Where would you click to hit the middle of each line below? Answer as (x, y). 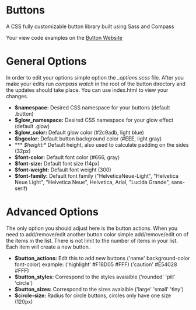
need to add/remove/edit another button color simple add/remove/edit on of (97, 234)
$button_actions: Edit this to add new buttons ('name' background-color (102, 258)
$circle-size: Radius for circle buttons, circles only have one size (93, 295)
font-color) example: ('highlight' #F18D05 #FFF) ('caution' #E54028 (96, 264)
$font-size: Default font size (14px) (57, 163)
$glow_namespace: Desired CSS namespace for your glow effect (94, 120)
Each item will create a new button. (48, 247)
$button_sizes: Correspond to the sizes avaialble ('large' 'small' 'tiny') (99, 289)
